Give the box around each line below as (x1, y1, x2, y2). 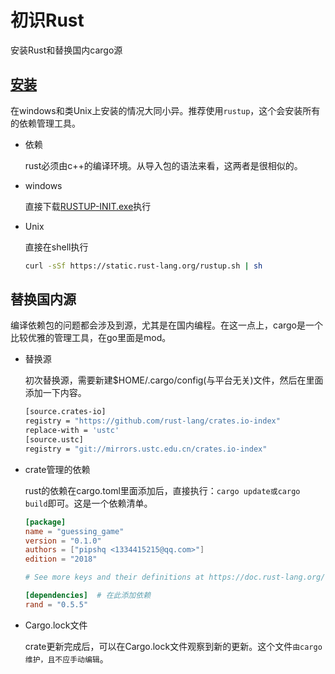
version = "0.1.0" (24, 536, 102, 546)
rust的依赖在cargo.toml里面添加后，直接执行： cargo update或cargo (24, 484, 301, 496)
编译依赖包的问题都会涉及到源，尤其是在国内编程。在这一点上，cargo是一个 (10, 319, 324, 331)
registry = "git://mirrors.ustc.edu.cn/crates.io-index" (24, 444, 268, 454)
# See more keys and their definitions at (24, 572, 205, 583)
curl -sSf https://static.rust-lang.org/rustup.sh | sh (24, 261, 263, 271)
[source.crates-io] (24, 407, 107, 417)
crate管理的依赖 (24, 463, 91, 475)
